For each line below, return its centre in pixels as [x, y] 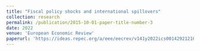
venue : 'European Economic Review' [50, 33]
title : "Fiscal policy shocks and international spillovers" [84, 11]
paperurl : [18, 39]
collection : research [33, 17]
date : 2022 [20, 28]
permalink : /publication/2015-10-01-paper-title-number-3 [79, 22]
